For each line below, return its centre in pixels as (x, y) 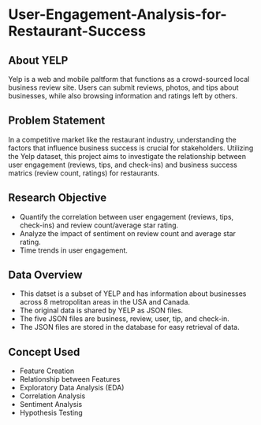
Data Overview (45, 275)
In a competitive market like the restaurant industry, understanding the (122, 139)
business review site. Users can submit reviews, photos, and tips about (123, 87)
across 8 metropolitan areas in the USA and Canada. (105, 302)
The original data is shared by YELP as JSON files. (101, 310)
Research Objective (58, 198)
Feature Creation (47, 371)
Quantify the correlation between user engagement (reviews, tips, (127, 216)
